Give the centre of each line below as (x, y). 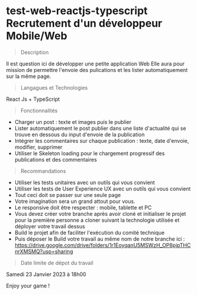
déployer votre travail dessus (50, 226)
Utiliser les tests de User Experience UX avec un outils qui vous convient (103, 189)
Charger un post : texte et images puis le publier (73, 122)
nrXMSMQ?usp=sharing (44, 251)
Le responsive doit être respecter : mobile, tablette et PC (83, 207)
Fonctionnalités (39, 110)
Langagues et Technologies (54, 87)
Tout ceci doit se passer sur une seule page (68, 195)
